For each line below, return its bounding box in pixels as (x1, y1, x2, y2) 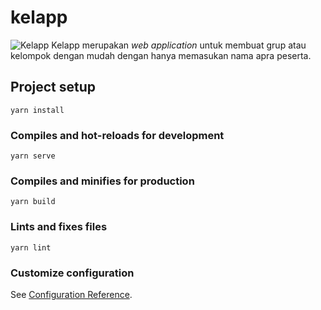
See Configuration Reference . (10, 288, 133, 300)
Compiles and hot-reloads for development (10, 128, 225, 142)
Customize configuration (10, 266, 135, 280)
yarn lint (10, 242, 52, 253)
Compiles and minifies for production (10, 174, 195, 188)
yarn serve (10, 151, 56, 161)
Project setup (10, 79, 97, 96)
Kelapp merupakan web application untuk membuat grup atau (51, 39, 307, 51)
